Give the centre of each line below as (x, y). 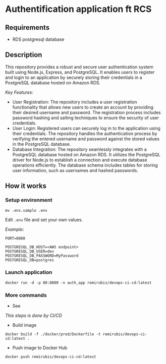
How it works (26, 186)
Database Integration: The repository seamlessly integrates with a (80, 149)
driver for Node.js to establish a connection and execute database (80, 160)
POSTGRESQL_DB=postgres (30, 260)
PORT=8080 (15, 238)
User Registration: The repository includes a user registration (75, 102)
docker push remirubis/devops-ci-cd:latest (51, 357)
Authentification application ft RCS (79, 9)
